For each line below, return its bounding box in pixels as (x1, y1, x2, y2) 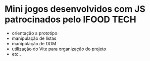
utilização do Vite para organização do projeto (11, 46, 106, 52)
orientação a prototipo (11, 30, 57, 36)
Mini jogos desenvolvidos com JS (4, 3, 146, 15)
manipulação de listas (11, 35, 56, 41)
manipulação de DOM (11, 40, 56, 46)
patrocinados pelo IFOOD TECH (4, 14, 137, 25)
